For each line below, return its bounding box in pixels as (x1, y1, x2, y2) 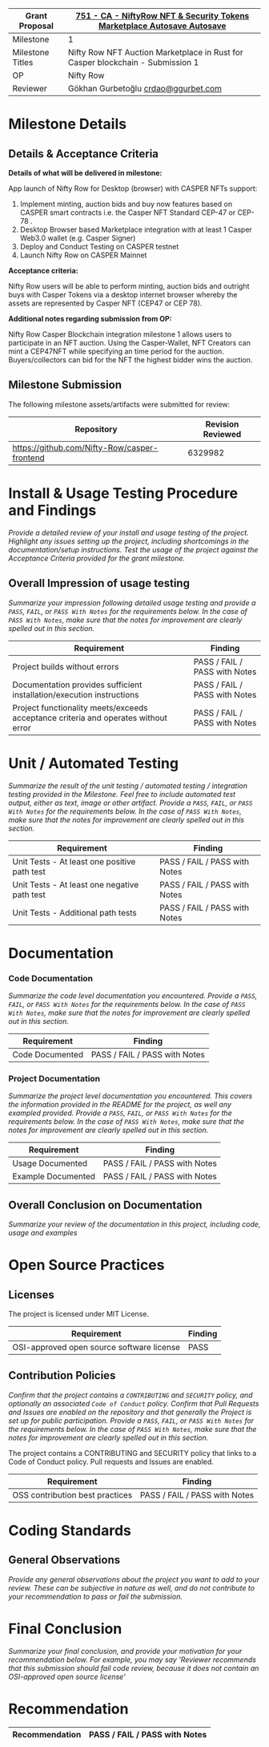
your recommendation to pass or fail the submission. (8, 1591, 183, 1601)
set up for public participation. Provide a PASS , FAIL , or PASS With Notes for (8, 1415, 255, 1426)
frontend (12, 452, 46, 463)
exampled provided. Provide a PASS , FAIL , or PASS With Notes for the (8, 1108, 232, 1118)
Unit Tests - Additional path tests (12, 907, 138, 918)
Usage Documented (12, 1158, 88, 1169)
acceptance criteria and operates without (12, 712, 168, 723)
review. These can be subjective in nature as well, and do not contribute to (8, 1583, 255, 1592)
